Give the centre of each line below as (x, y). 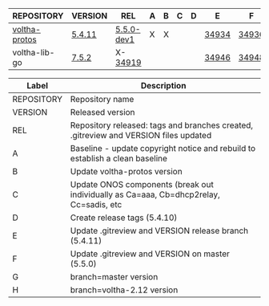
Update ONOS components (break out (142, 184)
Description (163, 86)
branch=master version (114, 277)
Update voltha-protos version (126, 171)
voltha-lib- (34, 53)
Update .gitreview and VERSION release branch (159, 231)
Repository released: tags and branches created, (162, 125)
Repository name (102, 99)
